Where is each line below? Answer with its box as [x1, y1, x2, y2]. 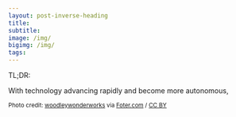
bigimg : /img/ [8, 41, 56, 49]
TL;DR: [8, 71, 31, 80]
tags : [8, 49, 26, 57]
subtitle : [8, 26, 41, 34]
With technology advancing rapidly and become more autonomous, [8, 86, 229, 96]
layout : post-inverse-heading [8, 11, 109, 20]
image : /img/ [8, 33, 52, 42]
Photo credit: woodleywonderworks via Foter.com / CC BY [8, 101, 167, 109]
